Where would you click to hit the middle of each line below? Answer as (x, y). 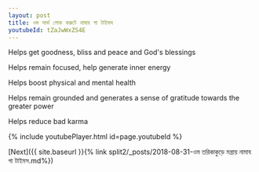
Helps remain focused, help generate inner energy (89, 68)
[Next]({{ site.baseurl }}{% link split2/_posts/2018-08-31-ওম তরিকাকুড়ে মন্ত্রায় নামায (129, 152)
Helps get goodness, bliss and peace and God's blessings (102, 53)
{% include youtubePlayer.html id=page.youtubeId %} (95, 137)
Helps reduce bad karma (48, 122)
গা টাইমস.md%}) (31, 161)
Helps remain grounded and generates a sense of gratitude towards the (124, 98)
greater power (31, 106)
